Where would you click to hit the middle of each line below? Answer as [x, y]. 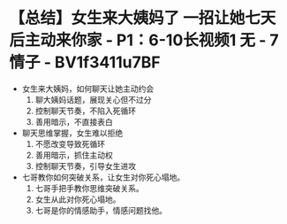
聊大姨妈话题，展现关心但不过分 [93, 99]
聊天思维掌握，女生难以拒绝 [72, 133]
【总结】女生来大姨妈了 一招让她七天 [143, 18]
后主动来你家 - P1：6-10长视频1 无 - [138, 40]
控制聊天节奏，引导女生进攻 [86, 166]
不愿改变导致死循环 [70, 143]
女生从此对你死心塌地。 [78, 199]
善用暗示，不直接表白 [74, 121]
